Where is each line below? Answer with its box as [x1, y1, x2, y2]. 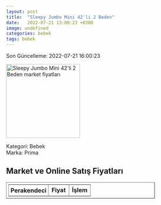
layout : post [6, 8, 38, 15]
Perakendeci [11, 186, 47, 194]
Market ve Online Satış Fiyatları [6, 166, 124, 176]
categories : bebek [6, 31, 51, 37]
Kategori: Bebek [6, 143, 45, 149]
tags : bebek [6, 36, 35, 42]
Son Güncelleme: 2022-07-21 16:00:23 [6, 53, 100, 59]
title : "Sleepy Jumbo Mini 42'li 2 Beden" [6, 14, 115, 20]
